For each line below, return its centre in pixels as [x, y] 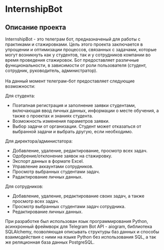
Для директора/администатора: [39, 141]
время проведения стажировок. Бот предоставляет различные [72, 60]
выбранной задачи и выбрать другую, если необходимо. [73, 131]
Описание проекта [36, 27]
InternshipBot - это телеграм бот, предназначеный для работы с [73, 39]
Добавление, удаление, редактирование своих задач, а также [78, 196]
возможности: [20, 86]
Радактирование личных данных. [47, 177]
